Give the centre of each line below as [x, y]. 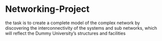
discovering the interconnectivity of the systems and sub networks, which [81, 28]
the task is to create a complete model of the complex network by [73, 23]
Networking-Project [47, 9]
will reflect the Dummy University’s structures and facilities [66, 33]
